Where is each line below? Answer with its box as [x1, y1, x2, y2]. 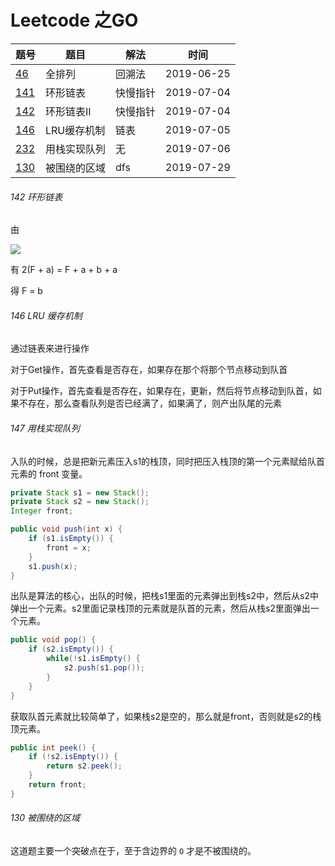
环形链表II [45, 104, 92, 118]
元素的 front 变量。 [10, 467, 88, 480]
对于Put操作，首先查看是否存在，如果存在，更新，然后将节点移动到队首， [10, 385, 313, 397]
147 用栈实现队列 [10, 422, 80, 434]
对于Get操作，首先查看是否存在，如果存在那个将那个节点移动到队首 [10, 364, 288, 376]
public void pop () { [10, 635, 97, 645]
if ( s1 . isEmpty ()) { [28, 534, 114, 544]
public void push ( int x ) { [10, 524, 123, 535]
